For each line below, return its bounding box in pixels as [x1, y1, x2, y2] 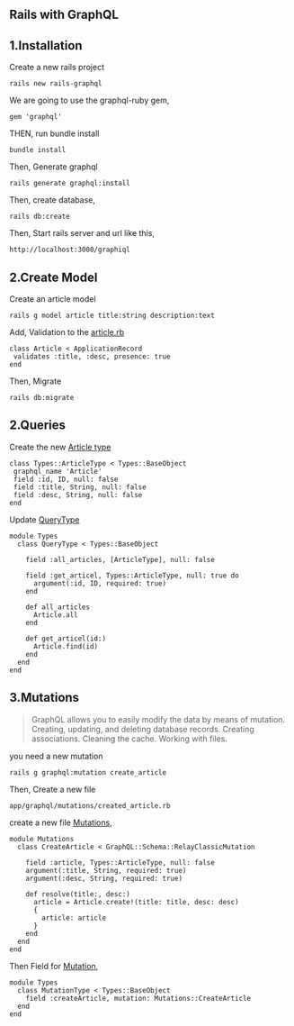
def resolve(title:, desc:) [25, 889, 130, 899]
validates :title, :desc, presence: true [13, 352, 171, 361]
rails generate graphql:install [9, 179, 130, 188]
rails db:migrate [9, 394, 75, 403]
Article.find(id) [32, 641, 99, 651]
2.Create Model [9, 269, 98, 285]
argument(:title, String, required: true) [25, 866, 187, 875]
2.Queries [9, 418, 66, 433]
